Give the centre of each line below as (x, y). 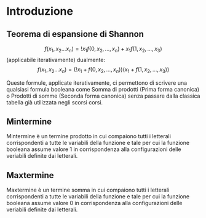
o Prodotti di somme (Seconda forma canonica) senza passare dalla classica (103, 96)
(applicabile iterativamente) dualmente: (56, 60)
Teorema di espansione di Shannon (75, 34)
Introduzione (40, 11)
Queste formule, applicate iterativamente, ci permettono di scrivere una (97, 83)
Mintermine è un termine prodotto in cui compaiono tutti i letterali (89, 136)
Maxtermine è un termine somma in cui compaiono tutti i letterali (88, 190)
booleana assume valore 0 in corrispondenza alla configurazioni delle (94, 203)
